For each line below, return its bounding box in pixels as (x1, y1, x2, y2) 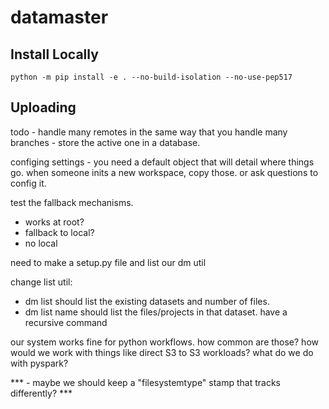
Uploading (10, 99, 77, 116)
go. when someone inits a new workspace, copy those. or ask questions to (10, 166, 319, 178)
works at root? (24, 216, 85, 228)
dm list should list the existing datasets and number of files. (24, 295, 270, 307)
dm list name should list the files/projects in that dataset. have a (24, 306, 288, 318)
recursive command (24, 316, 108, 328)
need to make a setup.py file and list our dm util (10, 256, 207, 268)
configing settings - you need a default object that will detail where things (10, 156, 315, 168)
